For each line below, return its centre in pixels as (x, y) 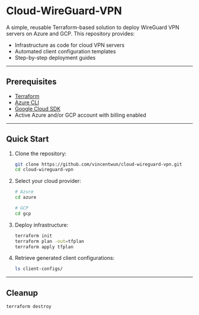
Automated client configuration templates (65, 51)
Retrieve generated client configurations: (65, 258)
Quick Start (28, 139)
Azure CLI (27, 102)
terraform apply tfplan (44, 247)
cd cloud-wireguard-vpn (44, 170)
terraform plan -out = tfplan (49, 241)
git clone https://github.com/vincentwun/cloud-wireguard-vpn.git (98, 164)
